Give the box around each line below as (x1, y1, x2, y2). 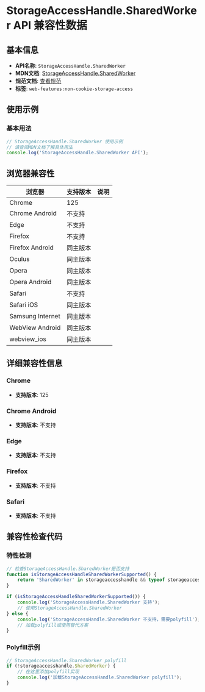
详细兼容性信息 (6, 358, 63, 368)
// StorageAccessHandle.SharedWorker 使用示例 (6, 138, 123, 144)
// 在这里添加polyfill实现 (17, 669, 79, 675)
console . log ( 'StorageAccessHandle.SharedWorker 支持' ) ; (17, 599, 160, 605)
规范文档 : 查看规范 (15, 77, 62, 84)
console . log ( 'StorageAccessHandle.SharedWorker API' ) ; (6, 150, 149, 156)
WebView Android (9, 324, 61, 332)
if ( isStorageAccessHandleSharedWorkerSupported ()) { (6, 594, 146, 600)
